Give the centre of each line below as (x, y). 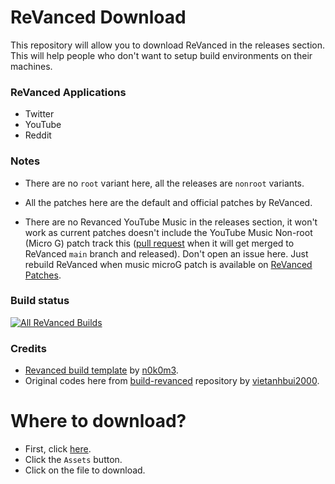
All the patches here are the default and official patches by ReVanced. (168, 202)
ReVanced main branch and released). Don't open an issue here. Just (166, 253)
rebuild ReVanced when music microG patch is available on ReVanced (168, 264)
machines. (31, 66)
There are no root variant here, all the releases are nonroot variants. (164, 183)
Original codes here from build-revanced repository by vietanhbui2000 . (172, 381)
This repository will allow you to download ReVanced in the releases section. (167, 45)
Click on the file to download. (85, 470)
